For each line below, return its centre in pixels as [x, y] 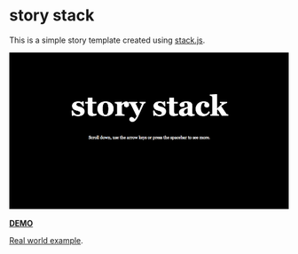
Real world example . [47, 240]
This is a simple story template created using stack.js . [107, 40]
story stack [52, 16]
